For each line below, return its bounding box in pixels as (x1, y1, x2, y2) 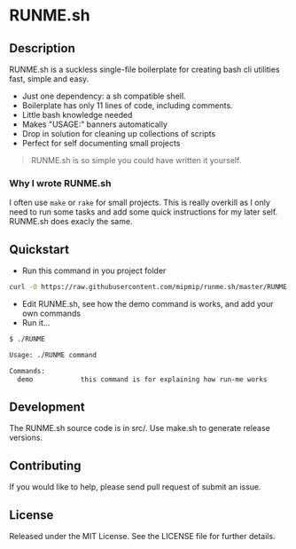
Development (9, 399, 86, 414)
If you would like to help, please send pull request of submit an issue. (9, 482, 261, 492)
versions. (9, 432, 43, 443)
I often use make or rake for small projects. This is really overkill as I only (9, 197, 270, 208)
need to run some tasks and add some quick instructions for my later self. (9, 207, 278, 217)
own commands (21, 308, 82, 318)
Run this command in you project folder (21, 265, 167, 276)
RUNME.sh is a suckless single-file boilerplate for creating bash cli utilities (9, 64, 281, 75)
